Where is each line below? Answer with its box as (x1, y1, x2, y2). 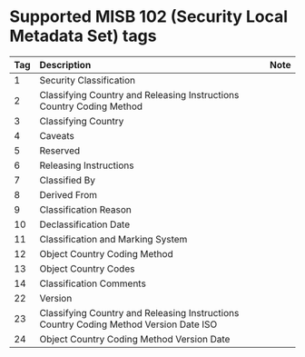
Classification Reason (39, 203, 132, 215)
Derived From (39, 188, 98, 201)
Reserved (39, 144, 81, 156)
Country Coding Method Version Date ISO (39, 318, 218, 331)
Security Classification (39, 74, 136, 86)
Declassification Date (39, 218, 131, 231)
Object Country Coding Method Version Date (39, 332, 231, 345)
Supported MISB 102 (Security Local (9, 6, 289, 27)
